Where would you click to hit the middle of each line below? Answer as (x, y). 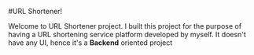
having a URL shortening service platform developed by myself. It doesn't (127, 34)
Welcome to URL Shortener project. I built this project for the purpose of (125, 26)
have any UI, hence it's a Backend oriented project (90, 43)
